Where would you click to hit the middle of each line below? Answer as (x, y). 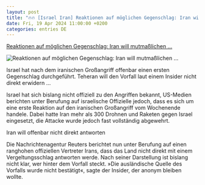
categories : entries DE (37, 29)
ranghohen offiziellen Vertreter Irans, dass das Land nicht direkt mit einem (99, 151)
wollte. (15, 177)
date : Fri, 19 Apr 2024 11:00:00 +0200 (57, 23)
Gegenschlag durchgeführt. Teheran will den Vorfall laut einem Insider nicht (102, 76)
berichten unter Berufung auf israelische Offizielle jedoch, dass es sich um (100, 101)
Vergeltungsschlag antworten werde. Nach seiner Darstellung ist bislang (97, 158)
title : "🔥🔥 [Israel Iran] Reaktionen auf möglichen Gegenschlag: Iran (99, 18)
